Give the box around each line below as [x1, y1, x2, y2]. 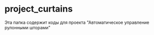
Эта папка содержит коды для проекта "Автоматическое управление [4, 19, 150, 25]
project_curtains [4, 3, 73, 15]
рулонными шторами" [4, 24, 51, 30]
